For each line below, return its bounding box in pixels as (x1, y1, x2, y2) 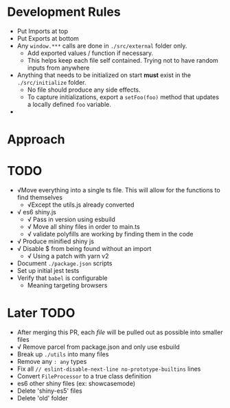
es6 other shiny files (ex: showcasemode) (16, 380, 136, 387)
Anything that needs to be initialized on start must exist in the (16, 70, 192, 79)
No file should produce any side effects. (27, 85, 141, 94)
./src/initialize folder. (16, 78, 87, 86)
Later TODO (7, 305, 76, 321)
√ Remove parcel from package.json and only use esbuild (16, 343, 180, 351)
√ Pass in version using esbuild (27, 215, 115, 224)
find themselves (16, 194, 63, 202)
